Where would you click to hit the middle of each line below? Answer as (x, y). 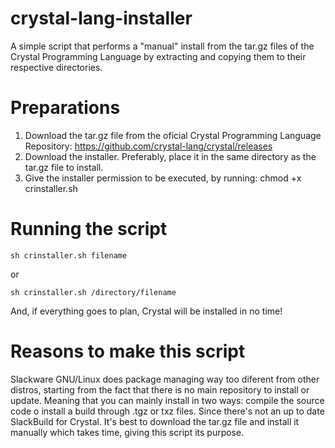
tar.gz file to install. (64, 167)
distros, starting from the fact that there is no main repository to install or (160, 389)
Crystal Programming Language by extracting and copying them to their (158, 56)
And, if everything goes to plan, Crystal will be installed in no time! (146, 311)
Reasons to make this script (128, 351)
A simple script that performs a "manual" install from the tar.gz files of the (162, 46)
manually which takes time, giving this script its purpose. (127, 432)
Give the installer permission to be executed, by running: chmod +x (163, 178)
